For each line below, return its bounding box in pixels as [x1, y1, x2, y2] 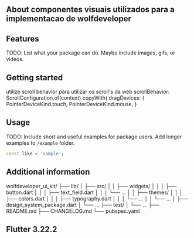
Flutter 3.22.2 [6, 224, 57, 234]
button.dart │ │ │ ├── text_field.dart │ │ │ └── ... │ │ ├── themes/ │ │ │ [6, 189, 183, 196]
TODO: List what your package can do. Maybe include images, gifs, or [6, 49, 176, 56]
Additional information [6, 167, 90, 177]
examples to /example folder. [6, 139, 75, 146]
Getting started [6, 73, 63, 83]
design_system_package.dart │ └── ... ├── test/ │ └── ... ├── [6, 201, 160, 208]
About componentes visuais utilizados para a [6, 5, 175, 15]
